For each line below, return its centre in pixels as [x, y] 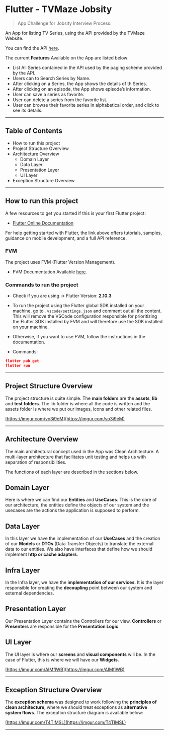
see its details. [27, 110]
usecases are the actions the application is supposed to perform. [72, 510]
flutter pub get [22, 361]
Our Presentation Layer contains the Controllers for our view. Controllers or [83, 621]
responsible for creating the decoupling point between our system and [79, 587]
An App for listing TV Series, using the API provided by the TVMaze [75, 33]
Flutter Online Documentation [43, 223]
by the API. [24, 73]
